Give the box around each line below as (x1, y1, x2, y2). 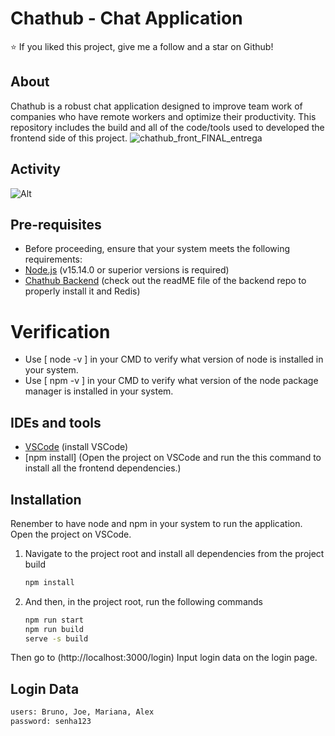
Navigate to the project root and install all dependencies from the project (24, 547, 325, 559)
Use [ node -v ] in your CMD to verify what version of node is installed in (24, 353, 324, 366)
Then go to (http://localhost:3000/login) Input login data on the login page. (10, 652, 318, 664)
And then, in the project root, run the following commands (24, 595, 263, 607)
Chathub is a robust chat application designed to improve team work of (10, 100, 303, 112)
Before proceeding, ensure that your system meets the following (24, 243, 291, 255)
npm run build (24, 624, 84, 634)
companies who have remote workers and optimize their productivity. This (10, 110, 317, 122)
